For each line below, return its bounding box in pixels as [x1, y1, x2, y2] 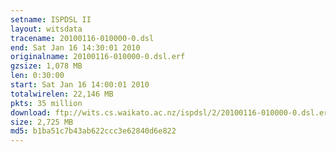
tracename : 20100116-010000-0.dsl [10, 33, 155, 43]
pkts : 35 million [10, 98, 83, 108]
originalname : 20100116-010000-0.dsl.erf [10, 52, 186, 62]
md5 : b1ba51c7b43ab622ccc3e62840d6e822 [10, 126, 177, 136]
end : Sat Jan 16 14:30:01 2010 [10, 42, 141, 53]
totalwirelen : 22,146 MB [10, 89, 114, 99]
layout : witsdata [10, 24, 83, 34]
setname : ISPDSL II [10, 14, 92, 25]
